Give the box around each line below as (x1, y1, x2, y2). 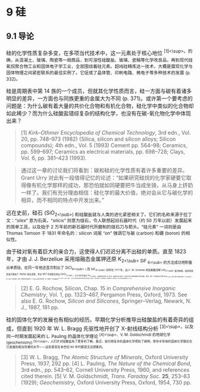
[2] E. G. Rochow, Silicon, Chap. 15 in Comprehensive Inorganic (20, 285, 176, 292)
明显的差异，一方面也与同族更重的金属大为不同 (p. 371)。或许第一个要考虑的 (6, 95, 193, 102)
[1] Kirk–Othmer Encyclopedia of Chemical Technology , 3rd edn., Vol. (20, 129, 191, 136)
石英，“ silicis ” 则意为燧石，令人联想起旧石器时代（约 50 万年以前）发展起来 (37, 218, 192, 224)
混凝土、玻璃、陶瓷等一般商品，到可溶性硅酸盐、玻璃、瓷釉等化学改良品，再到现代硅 (18, 57, 193, 63)
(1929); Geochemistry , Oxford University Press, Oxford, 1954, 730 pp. (20, 379, 192, 386)
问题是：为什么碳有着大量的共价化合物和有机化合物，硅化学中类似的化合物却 (6, 102, 194, 109)
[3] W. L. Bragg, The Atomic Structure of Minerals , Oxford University (20, 354, 189, 361)
